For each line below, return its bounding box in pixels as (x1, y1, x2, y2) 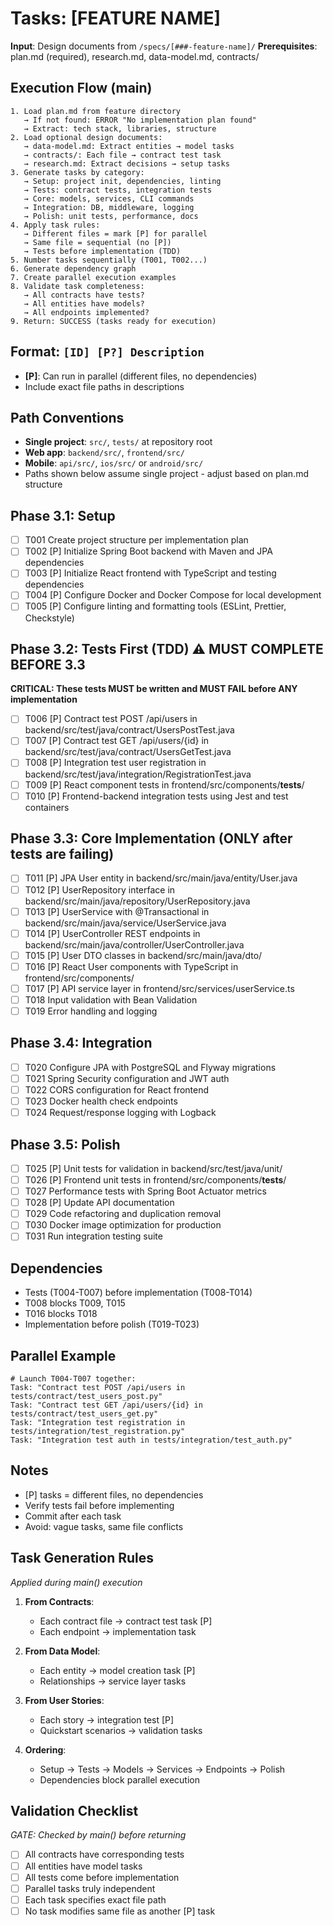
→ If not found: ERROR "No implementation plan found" (23, 115, 257, 125)
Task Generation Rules (10, 1550, 155, 1567)
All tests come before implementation (24, 1871, 180, 1883)
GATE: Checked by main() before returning (10, 1829, 187, 1841)
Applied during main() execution (10, 1576, 143, 1588)
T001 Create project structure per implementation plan (24, 534, 249, 546)
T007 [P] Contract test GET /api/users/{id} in (24, 735, 210, 747)
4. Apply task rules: (10, 220, 101, 230)
